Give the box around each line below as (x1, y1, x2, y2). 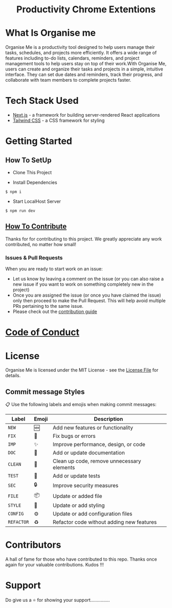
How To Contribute (5, 222, 67, 231)
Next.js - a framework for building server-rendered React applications (12, 112, 160, 118)
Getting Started (5, 135, 73, 147)
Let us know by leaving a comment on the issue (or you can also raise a (12, 276, 164, 282)
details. (5, 373, 21, 379)
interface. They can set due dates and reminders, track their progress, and (5, 71, 163, 78)
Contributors (5, 539, 61, 551)
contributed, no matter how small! (5, 241, 77, 247)
